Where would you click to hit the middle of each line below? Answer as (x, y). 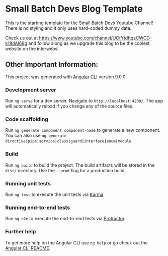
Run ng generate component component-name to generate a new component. (83, 130)
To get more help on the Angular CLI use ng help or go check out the (76, 242)
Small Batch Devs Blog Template (74, 9)
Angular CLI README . (28, 248)
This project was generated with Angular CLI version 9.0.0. (66, 77)
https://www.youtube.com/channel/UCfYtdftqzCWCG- (96, 38)
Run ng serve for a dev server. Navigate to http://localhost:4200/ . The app (84, 101)
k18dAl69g (16, 43)
